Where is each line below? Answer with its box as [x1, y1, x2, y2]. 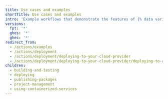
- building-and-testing [9, 68, 59, 73]
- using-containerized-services [9, 86, 77, 91]
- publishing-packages [9, 77, 57, 82]
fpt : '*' [9, 26, 28, 31]
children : [5, 63, 26, 68]
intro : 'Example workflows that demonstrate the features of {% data [5, 16, 153, 21]
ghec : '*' [9, 35, 30, 40]
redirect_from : [5, 40, 37, 45]
